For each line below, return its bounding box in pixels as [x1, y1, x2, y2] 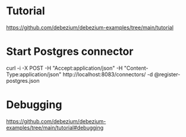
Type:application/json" [6, 70, 62, 78]
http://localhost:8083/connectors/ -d [62, 70, 153, 78]
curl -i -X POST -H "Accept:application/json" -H [6, 64, 123, 71]
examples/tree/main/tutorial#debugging [6, 124, 104, 131]
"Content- [124, 64, 149, 71]
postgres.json [6, 77, 40, 84]
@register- [154, 70, 181, 78]
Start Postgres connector [6, 45, 134, 58]
